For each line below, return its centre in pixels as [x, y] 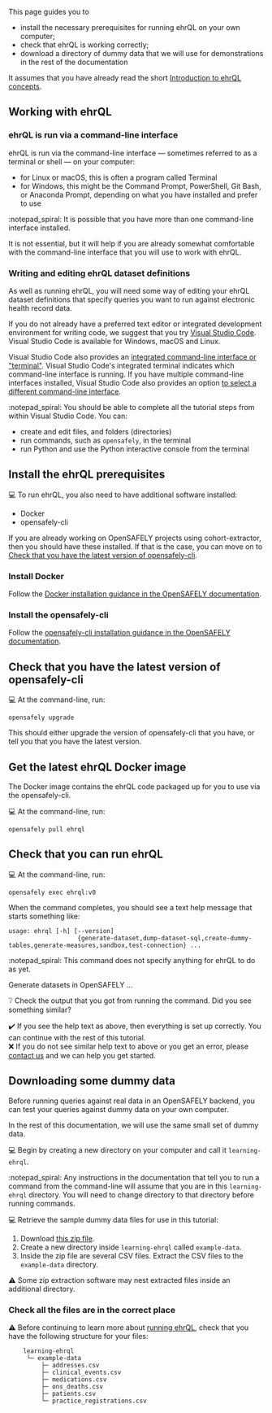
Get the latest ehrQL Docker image [97, 767]
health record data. [40, 307]
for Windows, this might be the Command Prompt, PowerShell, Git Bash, [140, 185]
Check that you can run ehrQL [86, 855]
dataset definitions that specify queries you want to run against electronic [132, 299]
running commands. [42, 1203]
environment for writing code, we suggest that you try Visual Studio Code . [132, 332]
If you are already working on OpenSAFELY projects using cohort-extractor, [135, 538]
